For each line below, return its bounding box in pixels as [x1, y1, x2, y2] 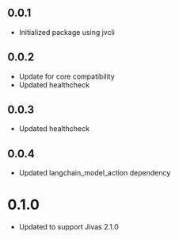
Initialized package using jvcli [18, 27, 116, 37]
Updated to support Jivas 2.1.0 [18, 222, 120, 232]
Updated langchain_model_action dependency [18, 168, 171, 178]
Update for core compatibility [18, 71, 116, 81]
